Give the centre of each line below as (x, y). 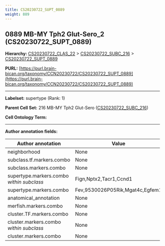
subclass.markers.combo (37, 168)
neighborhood (24, 152)
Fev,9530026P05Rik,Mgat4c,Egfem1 (118, 190)
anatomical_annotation (34, 198)
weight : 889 (17, 14)
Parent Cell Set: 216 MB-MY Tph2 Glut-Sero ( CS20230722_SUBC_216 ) (77, 108)
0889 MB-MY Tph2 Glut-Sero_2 (55, 34)
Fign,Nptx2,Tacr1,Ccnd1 (104, 179)
